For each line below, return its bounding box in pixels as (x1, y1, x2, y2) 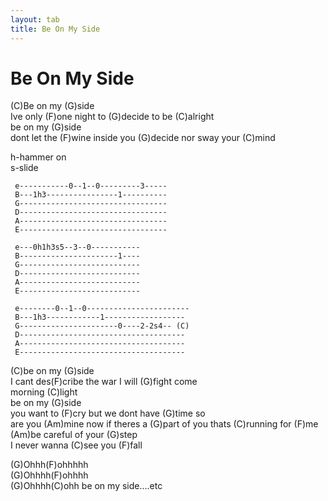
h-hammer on (10, 151, 67, 163)
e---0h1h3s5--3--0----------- (14, 242, 141, 253)
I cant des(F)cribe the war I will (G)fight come (10, 376, 198, 388)
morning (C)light (10, 386, 78, 398)
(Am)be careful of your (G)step (10, 429, 138, 441)
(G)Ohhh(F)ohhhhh (10, 459, 89, 471)
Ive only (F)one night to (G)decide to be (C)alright (10, 111, 215, 123)
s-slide (10, 162, 39, 174)
